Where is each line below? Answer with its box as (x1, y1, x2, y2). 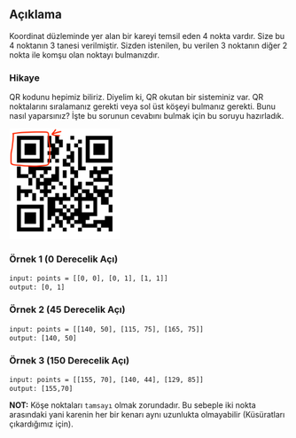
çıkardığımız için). (9, 418, 74, 429)
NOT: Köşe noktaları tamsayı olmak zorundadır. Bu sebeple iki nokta (9, 400, 257, 411)
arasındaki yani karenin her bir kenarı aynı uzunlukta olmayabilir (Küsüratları (9, 410, 285, 419)
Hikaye (9, 71, 40, 83)
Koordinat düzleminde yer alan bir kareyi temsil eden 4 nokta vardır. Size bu (9, 30, 285, 41)
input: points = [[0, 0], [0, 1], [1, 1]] (9, 274, 168, 283)
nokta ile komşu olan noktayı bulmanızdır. (9, 49, 160, 60)
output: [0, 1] (9, 283, 66, 292)
